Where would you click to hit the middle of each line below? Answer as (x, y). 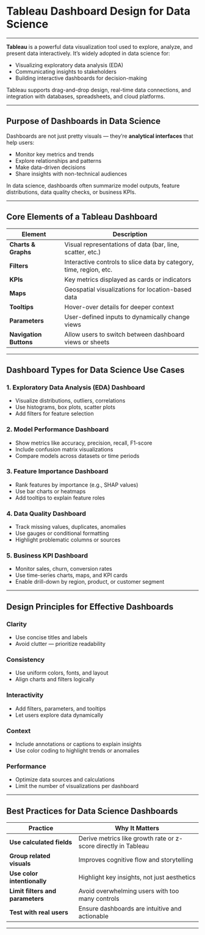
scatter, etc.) (83, 252)
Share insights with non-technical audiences (71, 174)
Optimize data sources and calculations (65, 779)
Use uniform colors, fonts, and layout (62, 673)
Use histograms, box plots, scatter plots (65, 407)
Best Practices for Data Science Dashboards (92, 811)
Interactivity (25, 695)
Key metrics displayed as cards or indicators (128, 279)
